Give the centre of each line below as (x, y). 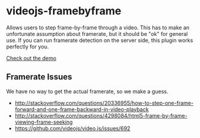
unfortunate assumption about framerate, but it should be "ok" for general (97, 33)
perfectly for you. (27, 47)
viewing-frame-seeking (44, 122)
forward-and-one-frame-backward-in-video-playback (82, 109)
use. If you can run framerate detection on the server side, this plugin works (100, 40)
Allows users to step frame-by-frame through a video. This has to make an (98, 27)
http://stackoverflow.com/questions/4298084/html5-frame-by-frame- (101, 115)
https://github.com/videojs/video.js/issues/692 (73, 128)
